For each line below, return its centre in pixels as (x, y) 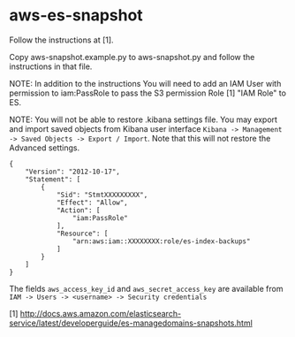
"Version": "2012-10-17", (73, 172)
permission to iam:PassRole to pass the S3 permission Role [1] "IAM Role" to (148, 93)
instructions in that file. (51, 66)
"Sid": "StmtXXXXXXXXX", (102, 195)
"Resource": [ (82, 234)
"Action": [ (78, 210)
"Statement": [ (53, 179)
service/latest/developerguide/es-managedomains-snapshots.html (131, 323)
